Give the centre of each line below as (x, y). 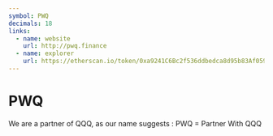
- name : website (43, 38)
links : (19, 31)
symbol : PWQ (28, 16)
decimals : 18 (30, 23)
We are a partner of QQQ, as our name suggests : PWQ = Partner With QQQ (135, 123)
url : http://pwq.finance (65, 46)
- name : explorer (45, 53)
